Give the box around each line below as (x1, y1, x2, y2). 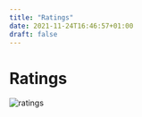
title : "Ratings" (9, 13, 74, 22)
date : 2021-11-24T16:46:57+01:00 (9, 21, 134, 30)
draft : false (9, 29, 58, 38)
